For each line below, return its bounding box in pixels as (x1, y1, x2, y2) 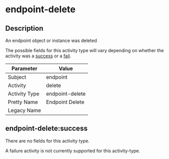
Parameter (11, 65, 38, 72)
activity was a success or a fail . (5, 53, 71, 59)
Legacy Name (8, 107, 41, 113)
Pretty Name (8, 99, 38, 105)
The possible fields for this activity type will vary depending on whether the (5, 48, 164, 53)
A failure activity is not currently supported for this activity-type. (5, 147, 140, 154)
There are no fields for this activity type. (5, 138, 90, 144)
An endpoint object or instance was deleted (5, 37, 97, 43)
